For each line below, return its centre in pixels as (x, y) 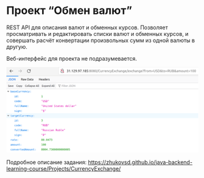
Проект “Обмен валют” (69, 11)
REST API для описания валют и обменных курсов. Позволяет (87, 27)
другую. (17, 47)
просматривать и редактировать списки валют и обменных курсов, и (97, 33)
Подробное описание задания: (47, 162)
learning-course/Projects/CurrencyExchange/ (64, 168)
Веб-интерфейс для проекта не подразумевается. (72, 58)
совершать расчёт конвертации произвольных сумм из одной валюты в (101, 40)
